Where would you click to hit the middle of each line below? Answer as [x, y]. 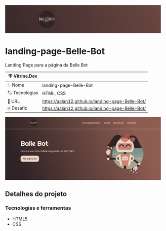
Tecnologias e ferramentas [38, 208]
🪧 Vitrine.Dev [23, 76]
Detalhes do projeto [36, 194]
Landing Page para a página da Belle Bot [46, 65]
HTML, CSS [54, 94]
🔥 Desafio [17, 108]
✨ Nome [16, 85]
